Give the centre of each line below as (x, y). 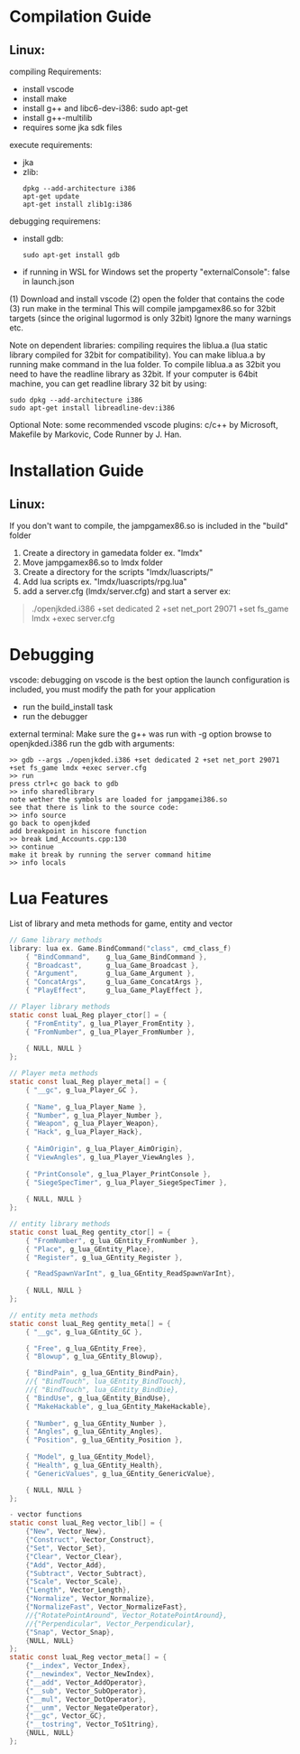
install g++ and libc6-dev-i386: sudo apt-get (105, 108)
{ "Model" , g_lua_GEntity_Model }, (90, 1457)
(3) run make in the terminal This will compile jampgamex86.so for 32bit (143, 308)
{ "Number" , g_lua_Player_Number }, (95, 1115)
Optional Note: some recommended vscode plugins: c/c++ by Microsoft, (144, 425)
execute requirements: (51, 145)
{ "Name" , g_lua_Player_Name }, (86, 1107)
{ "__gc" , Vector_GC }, (66, 1716)
